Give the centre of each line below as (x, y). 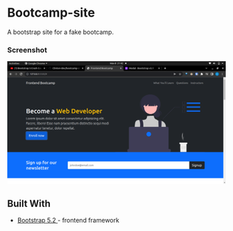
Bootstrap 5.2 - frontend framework (68, 221)
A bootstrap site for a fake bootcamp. (61, 32)
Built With (29, 204)
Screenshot (27, 50)
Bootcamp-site (51, 13)
